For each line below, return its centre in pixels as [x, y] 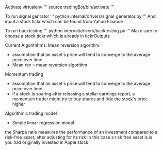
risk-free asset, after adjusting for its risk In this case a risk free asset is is [79, 137]
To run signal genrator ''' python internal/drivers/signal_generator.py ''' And [81, 16]
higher [18, 104]
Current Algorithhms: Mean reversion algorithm [52, 45]
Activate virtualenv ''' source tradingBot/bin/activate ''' [60, 7]
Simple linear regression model [43, 123]
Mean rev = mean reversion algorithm [49, 65]
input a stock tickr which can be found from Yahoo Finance [64, 21]
